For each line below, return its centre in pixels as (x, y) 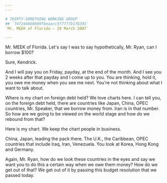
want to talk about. (25, 88)
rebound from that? (25, 119)
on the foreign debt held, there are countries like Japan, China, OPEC (77, 103)
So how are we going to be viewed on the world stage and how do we (77, 114)
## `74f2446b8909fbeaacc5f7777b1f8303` (47, 24)
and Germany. (20, 150)
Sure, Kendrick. (21, 62)
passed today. (20, 175)
